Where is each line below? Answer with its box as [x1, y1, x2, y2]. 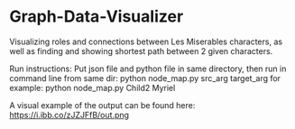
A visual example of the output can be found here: [9, 99, 196, 110]
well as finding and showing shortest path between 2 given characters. [9, 45, 273, 56]
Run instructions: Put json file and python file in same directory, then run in [9, 63, 287, 74]
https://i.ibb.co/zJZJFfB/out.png [9, 109, 129, 120]
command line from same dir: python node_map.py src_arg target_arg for [9, 72, 281, 83]
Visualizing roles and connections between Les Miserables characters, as [9, 36, 282, 47]
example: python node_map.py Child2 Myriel [9, 82, 176, 93]
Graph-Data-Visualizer [9, 6, 184, 27]
